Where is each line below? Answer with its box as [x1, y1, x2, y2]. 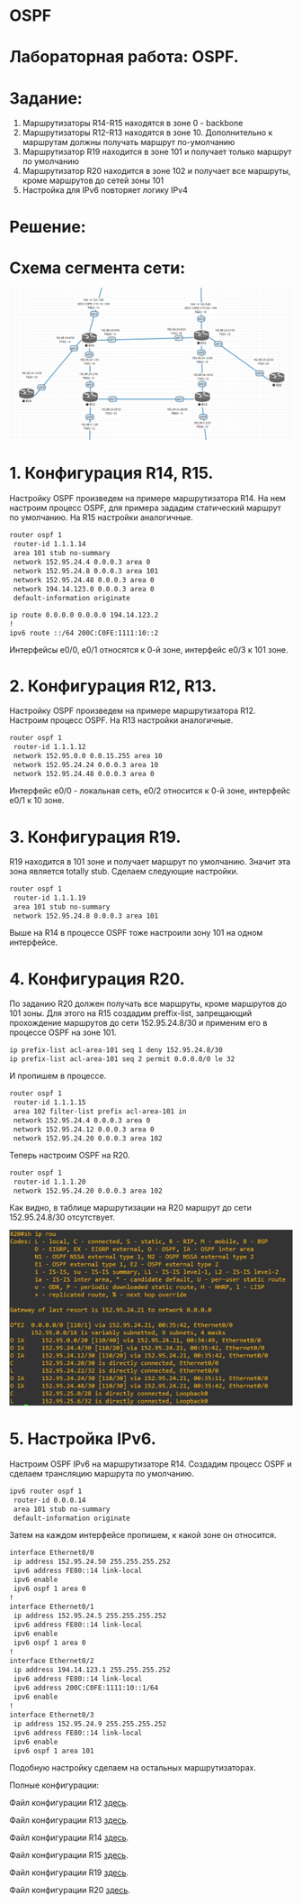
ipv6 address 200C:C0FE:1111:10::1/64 [13, 1683, 159, 1692]
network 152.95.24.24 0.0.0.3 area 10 [13, 761, 159, 770]
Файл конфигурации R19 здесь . [9, 1867, 129, 1878]
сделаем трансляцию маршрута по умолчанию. [9, 1468, 195, 1478]
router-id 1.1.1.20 [13, 1177, 87, 1186]
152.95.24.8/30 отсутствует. [9, 1212, 115, 1222]
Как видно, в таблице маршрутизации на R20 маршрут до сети [9, 1203, 252, 1213]
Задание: [9, 87, 83, 108]
